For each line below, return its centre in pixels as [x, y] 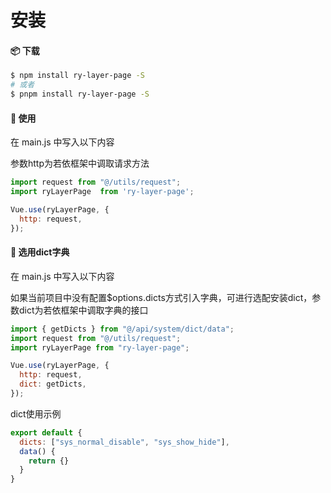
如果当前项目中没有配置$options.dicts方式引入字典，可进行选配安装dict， [161, 297]
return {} [49, 461]
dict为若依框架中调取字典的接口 [83, 310]
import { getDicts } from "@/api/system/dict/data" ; [122, 329]
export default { [46, 432]
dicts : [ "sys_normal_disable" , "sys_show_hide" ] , [124, 442]
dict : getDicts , [53, 384]
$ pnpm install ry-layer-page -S [80, 94]
